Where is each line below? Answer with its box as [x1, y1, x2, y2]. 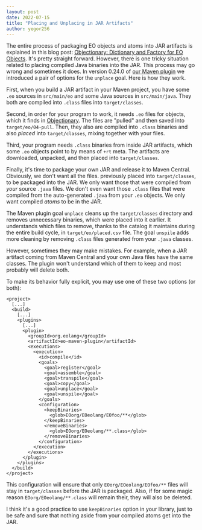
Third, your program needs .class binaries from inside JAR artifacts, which [6, 141, 193, 148]
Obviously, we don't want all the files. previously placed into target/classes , [6, 173, 196, 180]
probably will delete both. [6, 266, 69, 273]
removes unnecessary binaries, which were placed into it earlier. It [6, 216, 171, 223]
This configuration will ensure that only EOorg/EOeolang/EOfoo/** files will [6, 481, 188, 488]
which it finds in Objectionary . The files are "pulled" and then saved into [6, 117, 185, 124]
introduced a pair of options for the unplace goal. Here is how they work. [6, 74, 186, 81]
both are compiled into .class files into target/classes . [6, 99, 144, 106]
